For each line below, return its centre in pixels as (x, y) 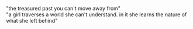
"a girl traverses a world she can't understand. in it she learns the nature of (96, 14)
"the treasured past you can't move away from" (63, 8)
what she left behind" (32, 21)
